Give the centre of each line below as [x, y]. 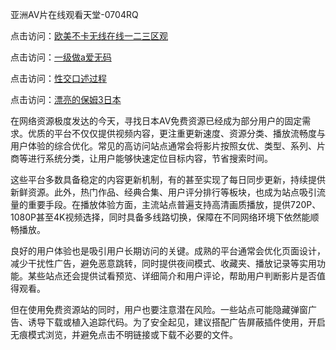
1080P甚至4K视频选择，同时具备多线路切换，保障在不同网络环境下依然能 [160, 217]
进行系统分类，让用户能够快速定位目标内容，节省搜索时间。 [150, 158]
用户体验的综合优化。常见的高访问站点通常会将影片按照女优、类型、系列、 [163, 146]
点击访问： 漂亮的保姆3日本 [66, 99]
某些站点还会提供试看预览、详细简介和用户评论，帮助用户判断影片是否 [172, 276]
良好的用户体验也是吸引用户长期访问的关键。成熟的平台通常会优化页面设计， [168, 251]
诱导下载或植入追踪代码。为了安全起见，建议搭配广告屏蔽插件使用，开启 [176, 322]
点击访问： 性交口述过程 [58, 78]
